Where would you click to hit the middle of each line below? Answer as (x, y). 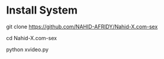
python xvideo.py (28, 49)
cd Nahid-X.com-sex (32, 38)
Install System (42, 10)
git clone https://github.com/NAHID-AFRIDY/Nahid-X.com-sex (82, 27)
